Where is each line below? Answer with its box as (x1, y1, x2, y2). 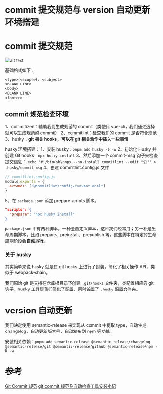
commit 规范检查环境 (5, 110, 69, 118)
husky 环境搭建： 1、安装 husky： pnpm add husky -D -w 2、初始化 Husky (5, 146, 151, 152)
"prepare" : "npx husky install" (9, 212, 75, 217)
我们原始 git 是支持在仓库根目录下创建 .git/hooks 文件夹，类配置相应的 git (5, 280, 154, 286)
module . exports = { (5, 179, 45, 184)
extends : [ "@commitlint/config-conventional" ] (9, 184, 106, 188)
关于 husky (5, 251, 32, 258)
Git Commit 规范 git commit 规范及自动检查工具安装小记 (5, 383, 116, 389)
